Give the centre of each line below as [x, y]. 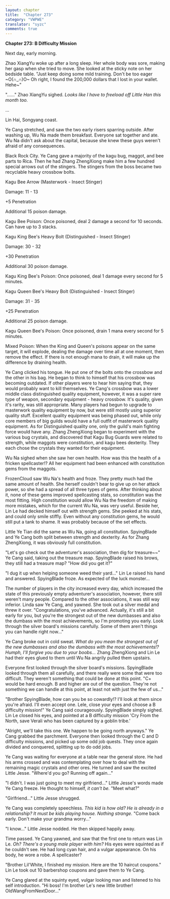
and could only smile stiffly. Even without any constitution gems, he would [82, 516]
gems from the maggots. [31, 469]
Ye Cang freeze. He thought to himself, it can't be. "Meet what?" [72, 788]
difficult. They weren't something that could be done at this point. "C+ [78, 678]
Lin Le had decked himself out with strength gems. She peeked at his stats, [84, 511]
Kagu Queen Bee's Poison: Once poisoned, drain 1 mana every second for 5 [84, 331]
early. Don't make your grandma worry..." [48, 819]
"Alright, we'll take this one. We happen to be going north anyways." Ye [79, 731]
